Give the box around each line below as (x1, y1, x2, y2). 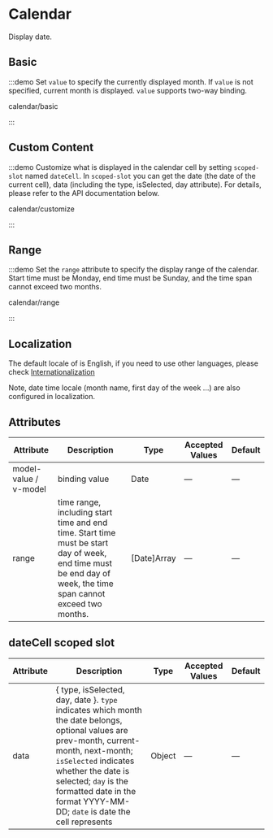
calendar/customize (8, 204, 75, 214)
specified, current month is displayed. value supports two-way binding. (8, 85, 248, 95)
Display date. (8, 32, 53, 41)
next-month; (84, 745, 133, 756)
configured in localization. (8, 392, 96, 402)
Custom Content (8, 141, 94, 154)
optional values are (55, 724, 128, 736)
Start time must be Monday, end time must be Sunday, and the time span (8, 273, 253, 283)
